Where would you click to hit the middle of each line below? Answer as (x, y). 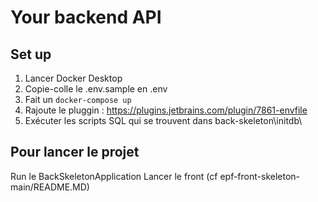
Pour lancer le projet (75, 152)
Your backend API (86, 17)
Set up (31, 54)
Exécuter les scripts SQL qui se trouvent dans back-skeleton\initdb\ (163, 120)
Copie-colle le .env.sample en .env (96, 89)
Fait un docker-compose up (78, 99)
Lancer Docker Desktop (73, 78)
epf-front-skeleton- (260, 176)
